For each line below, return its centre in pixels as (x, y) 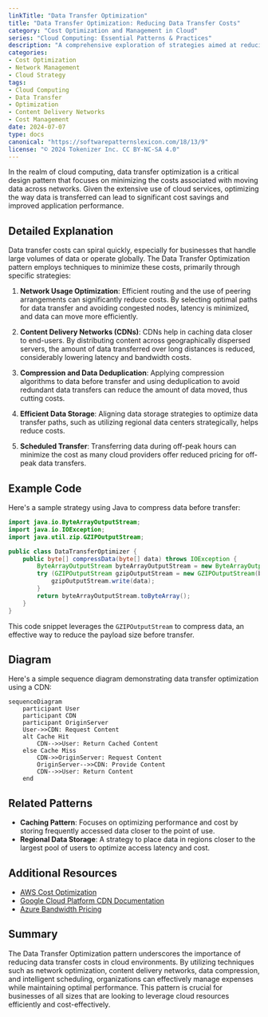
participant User (51, 709)
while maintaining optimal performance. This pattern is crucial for (116, 987)
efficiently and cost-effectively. (59, 1004)
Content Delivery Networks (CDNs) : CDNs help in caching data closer (136, 332)
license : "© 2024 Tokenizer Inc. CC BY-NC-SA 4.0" (94, 149)
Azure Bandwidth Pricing (61, 909)
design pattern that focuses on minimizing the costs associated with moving (133, 180)
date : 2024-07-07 (37, 127)
